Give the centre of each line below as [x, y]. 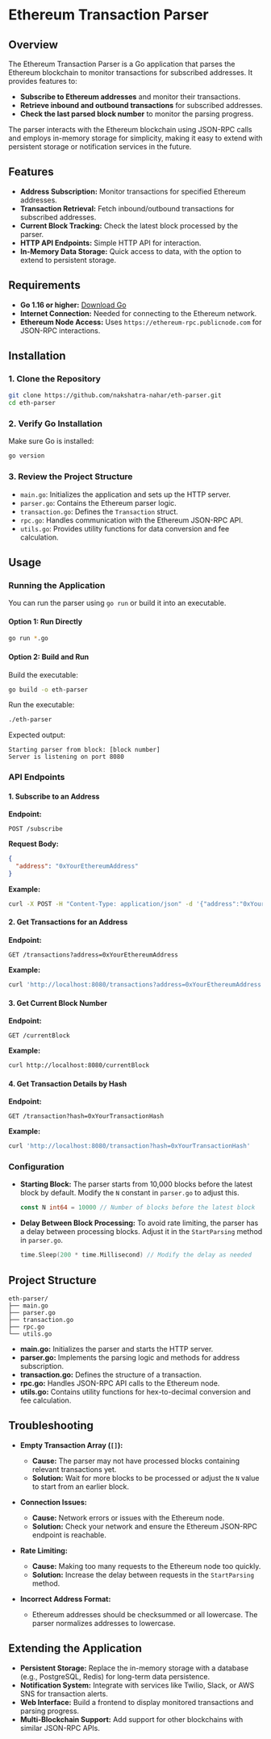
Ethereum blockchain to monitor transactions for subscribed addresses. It [131, 73]
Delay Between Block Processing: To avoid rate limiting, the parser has [139, 1223]
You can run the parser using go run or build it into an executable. [117, 603]
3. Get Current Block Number [58, 1003]
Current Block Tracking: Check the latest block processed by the [129, 225]
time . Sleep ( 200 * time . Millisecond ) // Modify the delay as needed [136, 1255]
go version [27, 456]
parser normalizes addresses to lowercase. [104, 1623]
